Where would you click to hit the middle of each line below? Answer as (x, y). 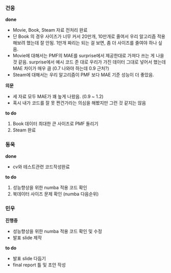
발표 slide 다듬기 (29, 258)
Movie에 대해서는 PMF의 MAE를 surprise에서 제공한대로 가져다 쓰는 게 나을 (88, 56)
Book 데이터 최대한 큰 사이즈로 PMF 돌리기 (55, 124)
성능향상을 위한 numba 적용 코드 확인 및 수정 (57, 231)
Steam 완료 (24, 130)
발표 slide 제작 (27, 237)
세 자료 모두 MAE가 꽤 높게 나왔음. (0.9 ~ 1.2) (58, 97)
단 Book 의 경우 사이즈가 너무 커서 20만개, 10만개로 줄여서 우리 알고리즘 (84, 36)
